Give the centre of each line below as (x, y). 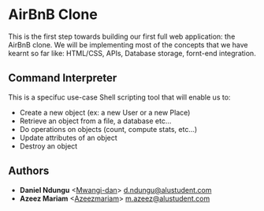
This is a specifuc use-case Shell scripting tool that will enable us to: (119, 97)
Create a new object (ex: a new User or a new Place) (105, 112)
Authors (29, 171)
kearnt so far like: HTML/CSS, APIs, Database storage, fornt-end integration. (132, 53)
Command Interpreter (63, 78)
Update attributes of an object (69, 138)
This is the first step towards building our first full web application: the (122, 36)
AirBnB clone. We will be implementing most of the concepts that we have (128, 44)
